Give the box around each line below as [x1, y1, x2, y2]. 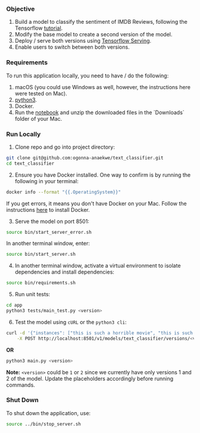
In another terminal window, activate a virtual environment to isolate [14, 262, 181, 269]
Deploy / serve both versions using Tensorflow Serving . [14, 37, 152, 45]
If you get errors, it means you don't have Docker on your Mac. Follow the [6, 200, 187, 207]
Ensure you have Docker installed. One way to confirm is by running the [14, 171, 191, 178]
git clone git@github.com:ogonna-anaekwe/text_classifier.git [6, 155, 164, 161]
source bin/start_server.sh [6, 252, 76, 258]
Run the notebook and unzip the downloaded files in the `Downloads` [14, 109, 185, 116]
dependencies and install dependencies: [14, 268, 115, 275]
